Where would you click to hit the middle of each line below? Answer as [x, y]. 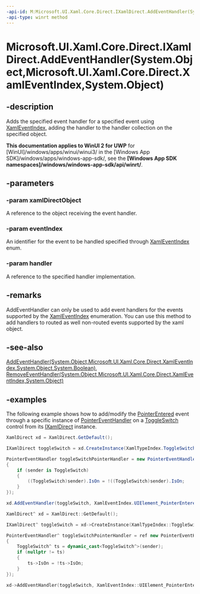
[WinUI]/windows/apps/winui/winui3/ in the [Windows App [78, 152]
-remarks [24, 295]
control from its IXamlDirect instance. [51, 427]
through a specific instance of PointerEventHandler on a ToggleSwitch [92, 420]
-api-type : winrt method [37, 17]
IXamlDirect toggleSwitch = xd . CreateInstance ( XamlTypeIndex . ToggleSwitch [101, 448]
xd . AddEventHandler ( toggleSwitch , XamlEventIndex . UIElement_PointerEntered [102, 503]
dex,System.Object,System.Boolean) [51, 368]
